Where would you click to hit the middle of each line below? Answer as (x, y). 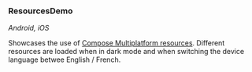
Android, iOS (29, 28)
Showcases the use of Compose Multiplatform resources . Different (117, 43)
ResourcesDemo (41, 11)
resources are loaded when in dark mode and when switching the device (126, 52)
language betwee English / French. (65, 59)
